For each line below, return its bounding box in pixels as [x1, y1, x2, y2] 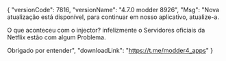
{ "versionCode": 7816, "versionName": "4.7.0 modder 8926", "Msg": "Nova [7, 6, 220, 14]
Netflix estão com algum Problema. [7, 33, 106, 41]
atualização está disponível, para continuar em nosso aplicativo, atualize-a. [7, 13, 219, 21]
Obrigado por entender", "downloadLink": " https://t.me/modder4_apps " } [7, 47, 214, 54]
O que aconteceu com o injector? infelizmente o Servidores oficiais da [7, 26, 205, 34]
